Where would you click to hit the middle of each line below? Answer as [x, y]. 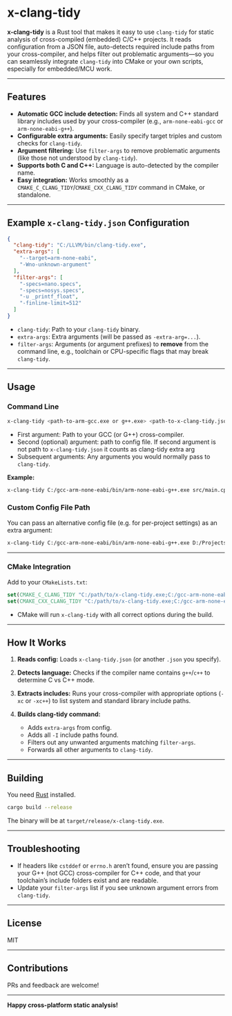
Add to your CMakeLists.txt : [47, 582]
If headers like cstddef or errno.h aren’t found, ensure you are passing [118, 865]
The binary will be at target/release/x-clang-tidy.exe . [86, 821]
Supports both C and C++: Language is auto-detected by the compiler [118, 165]
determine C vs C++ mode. [56, 680]
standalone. [34, 195]
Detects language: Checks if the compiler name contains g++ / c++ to [114, 672]
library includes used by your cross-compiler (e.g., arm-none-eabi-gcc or [120, 121]
